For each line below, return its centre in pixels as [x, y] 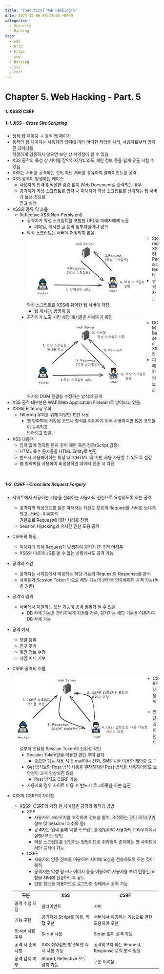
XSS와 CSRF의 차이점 [33, 796]
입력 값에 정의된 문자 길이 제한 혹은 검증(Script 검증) [69, 445]
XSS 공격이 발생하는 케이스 [38, 178]
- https [17, 51]
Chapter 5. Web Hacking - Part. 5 [73, 97]
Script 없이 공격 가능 [113, 934]
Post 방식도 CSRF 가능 [56, 779]
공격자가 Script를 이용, [63, 917]
